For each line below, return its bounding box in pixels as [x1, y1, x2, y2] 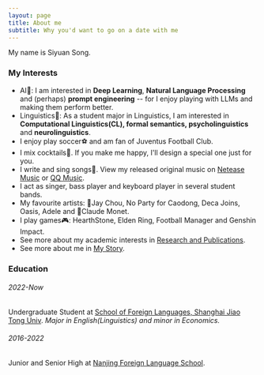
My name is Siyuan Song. [8, 48, 91, 58]
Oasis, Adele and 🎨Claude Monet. [19, 206, 130, 216]
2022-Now [8, 283, 44, 292]
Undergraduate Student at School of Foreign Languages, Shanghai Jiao [8, 307, 241, 317]
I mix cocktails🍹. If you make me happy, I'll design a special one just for [19, 148, 252, 157]
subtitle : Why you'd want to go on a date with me [8, 26, 179, 34]
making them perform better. [19, 102, 114, 111]
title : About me [8, 19, 62, 27]
